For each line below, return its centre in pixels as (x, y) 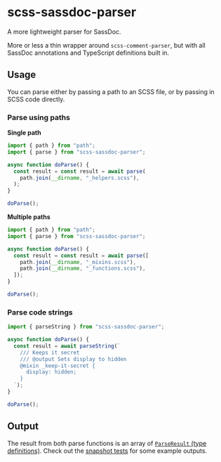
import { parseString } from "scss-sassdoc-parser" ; (86, 327)
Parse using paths (39, 117)
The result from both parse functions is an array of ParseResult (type (107, 443)
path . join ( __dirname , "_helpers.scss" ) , (80, 178)
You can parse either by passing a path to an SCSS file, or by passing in (111, 91)
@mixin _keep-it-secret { (58, 366)
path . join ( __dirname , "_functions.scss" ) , (83, 269)
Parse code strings (40, 312)
